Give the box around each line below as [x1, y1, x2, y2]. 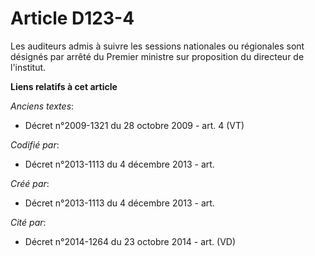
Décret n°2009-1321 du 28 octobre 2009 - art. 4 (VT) [24, 119, 245, 131]
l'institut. [10, 61, 47, 73]
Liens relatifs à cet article [10, 80, 118, 92]
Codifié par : [10, 138, 60, 151]
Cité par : [10, 216, 47, 228]
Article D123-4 [10, 7, 135, 30]
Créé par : [10, 177, 50, 189]
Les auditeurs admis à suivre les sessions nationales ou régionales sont [10, 40, 305, 52]
